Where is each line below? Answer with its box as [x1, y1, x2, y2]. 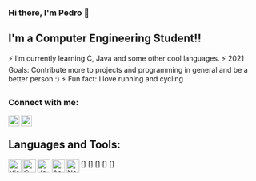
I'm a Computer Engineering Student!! [8, 32, 202, 45]
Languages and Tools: [8, 138, 122, 151]
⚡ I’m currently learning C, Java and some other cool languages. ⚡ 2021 [8, 53, 244, 63]
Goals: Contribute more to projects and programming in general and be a [8, 65, 248, 74]
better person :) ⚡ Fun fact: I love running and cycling [8, 73, 184, 83]
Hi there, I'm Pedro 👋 [8, 7, 90, 18]
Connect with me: [8, 96, 79, 108]
